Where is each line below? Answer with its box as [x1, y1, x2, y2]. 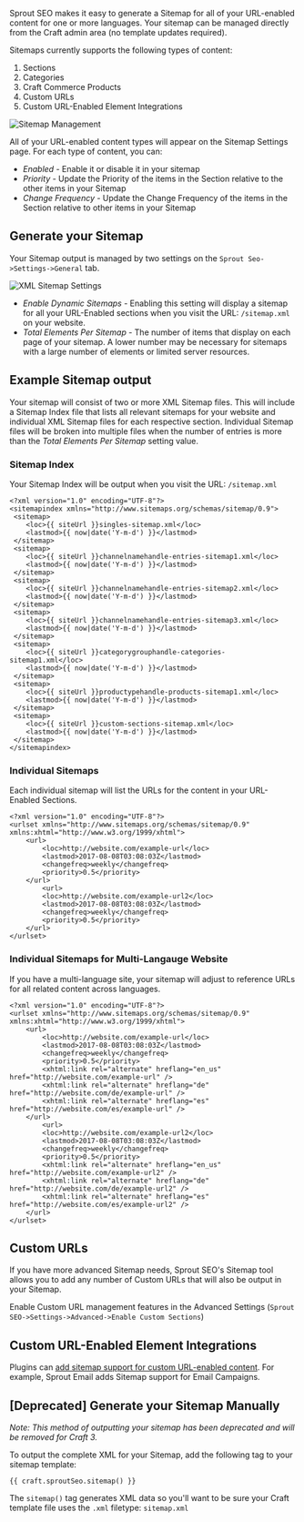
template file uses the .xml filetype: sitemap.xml [9, 1502, 189, 1513]
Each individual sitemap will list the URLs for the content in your [9, 785, 248, 796]
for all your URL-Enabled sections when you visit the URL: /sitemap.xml [22, 307, 290, 318]
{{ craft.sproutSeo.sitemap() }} [9, 1476, 137, 1486]
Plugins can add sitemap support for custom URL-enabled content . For [9, 1362, 275, 1373]
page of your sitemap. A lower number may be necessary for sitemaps [22, 336, 288, 347]
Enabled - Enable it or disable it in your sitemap [22, 164, 200, 174]
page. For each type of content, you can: [9, 146, 163, 157]
